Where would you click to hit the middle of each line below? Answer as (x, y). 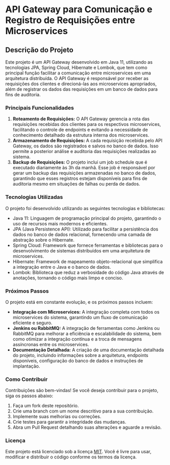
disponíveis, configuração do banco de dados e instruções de (78, 360)
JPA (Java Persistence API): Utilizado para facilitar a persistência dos (85, 229)
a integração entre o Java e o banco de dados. (62, 267)
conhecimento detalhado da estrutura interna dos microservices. (81, 135)
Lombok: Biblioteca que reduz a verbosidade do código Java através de (88, 272)
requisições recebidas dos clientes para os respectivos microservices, (87, 124)
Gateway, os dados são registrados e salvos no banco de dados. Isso (86, 146)
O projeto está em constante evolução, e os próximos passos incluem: (79, 302)
